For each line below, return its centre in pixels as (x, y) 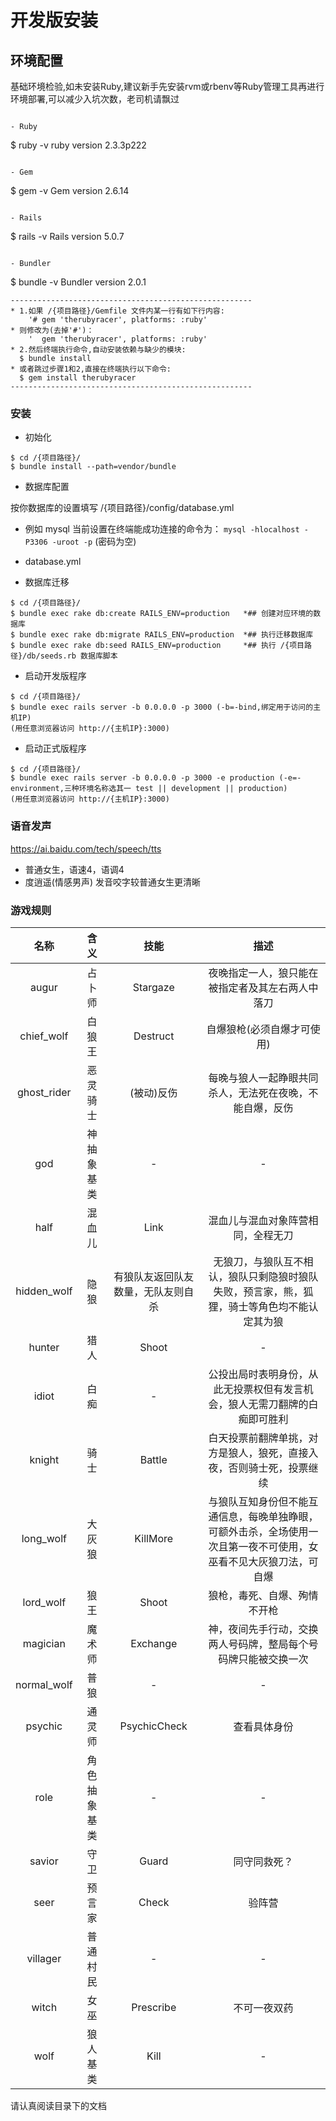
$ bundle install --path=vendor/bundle (93, 467)
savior (44, 1861)
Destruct (154, 1036)
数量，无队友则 (149, 1291)
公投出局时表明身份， (258, 1374)
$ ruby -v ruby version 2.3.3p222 (78, 145)
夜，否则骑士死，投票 (258, 1468)
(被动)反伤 (153, 1093)
